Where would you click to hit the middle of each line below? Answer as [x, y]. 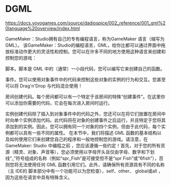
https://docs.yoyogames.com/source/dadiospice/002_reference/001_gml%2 [85, 23]
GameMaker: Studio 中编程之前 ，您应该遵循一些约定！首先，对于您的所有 [83, 145]
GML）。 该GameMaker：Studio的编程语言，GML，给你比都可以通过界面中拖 [85, 45]
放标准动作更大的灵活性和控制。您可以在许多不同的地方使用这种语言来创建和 [85, 51]
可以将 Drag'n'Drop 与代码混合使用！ [44, 86]
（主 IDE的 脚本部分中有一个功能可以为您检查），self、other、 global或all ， [84, 171]
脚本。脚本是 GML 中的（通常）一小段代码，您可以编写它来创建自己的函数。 [85, 69]
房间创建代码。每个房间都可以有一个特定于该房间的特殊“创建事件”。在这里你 [85, 97]
